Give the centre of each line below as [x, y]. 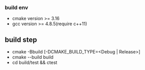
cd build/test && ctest [35, 62]
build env [17, 8]
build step [21, 40]
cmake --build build [33, 57]
